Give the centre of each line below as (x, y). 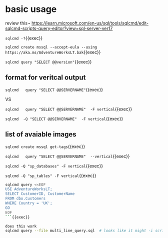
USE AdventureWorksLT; (29, 189)
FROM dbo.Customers (25, 198)
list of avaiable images (41, 134)
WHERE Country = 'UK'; (29, 203)
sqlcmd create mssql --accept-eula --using (51, 47)
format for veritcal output (45, 78)
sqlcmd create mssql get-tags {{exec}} (45, 146)
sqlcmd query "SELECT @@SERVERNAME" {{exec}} (54, 89)
